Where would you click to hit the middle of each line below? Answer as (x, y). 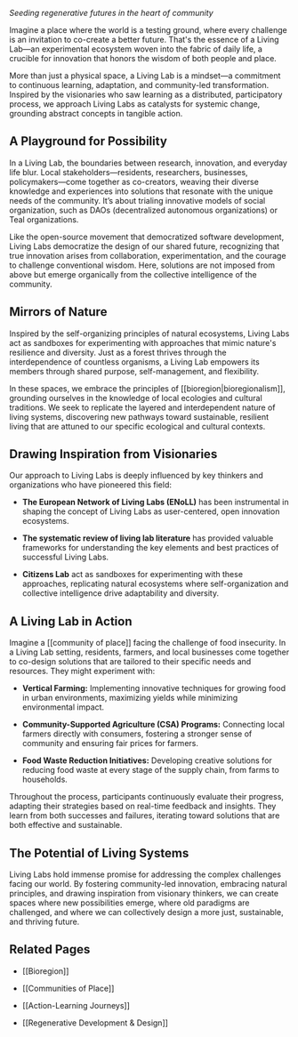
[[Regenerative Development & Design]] (95, 1023)
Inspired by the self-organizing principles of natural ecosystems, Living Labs (149, 334)
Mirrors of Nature (58, 312)
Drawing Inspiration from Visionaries (113, 454)
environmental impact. (63, 707)
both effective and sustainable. (66, 825)
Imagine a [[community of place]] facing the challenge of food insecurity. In (148, 643)
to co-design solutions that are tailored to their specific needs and (130, 662)
